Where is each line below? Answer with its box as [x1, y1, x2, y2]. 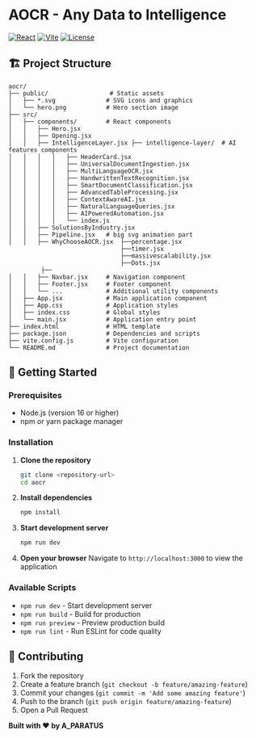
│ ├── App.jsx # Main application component [8, 294, 208, 302]
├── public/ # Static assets [8, 89, 164, 98]
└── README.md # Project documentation [8, 343, 190, 352]
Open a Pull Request [19, 705, 89, 715]
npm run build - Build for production [19, 609, 141, 618]
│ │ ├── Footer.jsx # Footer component [8, 280, 172, 288]
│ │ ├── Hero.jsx [8, 124, 82, 132]
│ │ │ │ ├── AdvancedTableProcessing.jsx [8, 188, 179, 196]
